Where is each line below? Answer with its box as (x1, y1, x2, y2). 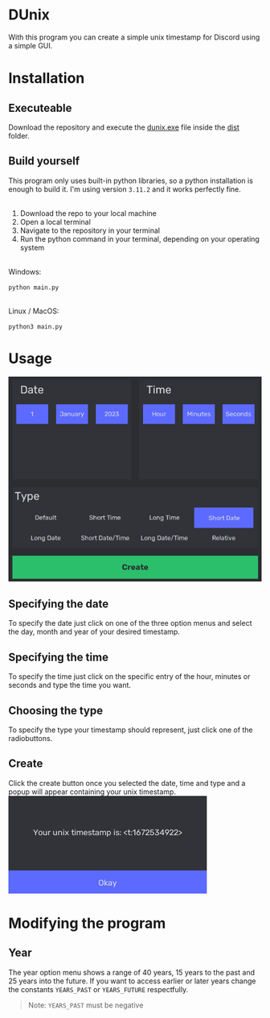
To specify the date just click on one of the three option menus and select (8, 619, 252, 628)
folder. (8, 130, 30, 140)
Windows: (8, 267, 42, 276)
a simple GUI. (8, 40, 53, 50)
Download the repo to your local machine (19, 208, 157, 218)
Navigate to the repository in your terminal (19, 226, 161, 235)
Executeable (8, 101, 72, 114)
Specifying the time (8, 650, 108, 664)
